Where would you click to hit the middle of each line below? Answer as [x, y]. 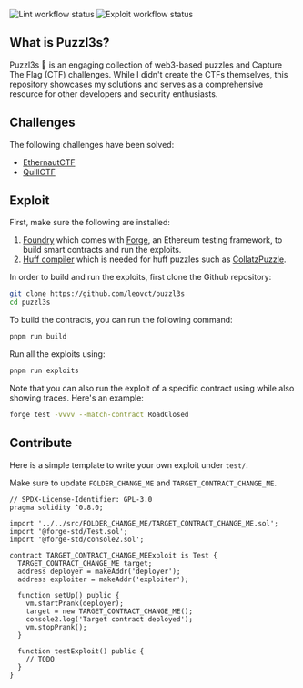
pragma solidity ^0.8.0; [56, 507]
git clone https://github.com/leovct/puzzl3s [97, 294]
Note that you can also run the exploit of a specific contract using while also [152, 388]
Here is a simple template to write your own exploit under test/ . [129, 464]
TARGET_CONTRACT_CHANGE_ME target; [85, 563]
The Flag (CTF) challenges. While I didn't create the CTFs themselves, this [149, 74]
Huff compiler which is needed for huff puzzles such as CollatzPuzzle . [154, 259]
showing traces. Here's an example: [76, 398]
